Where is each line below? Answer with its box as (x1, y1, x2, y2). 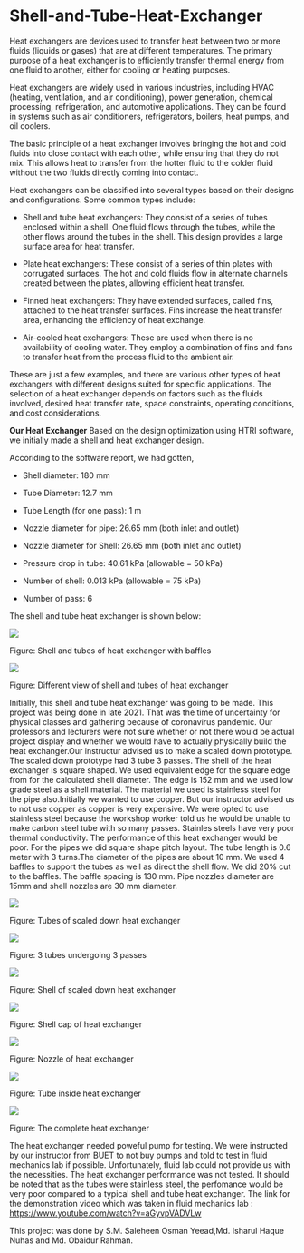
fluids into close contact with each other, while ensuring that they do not (9, 147, 279, 159)
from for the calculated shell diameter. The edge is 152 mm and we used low (9, 774, 294, 785)
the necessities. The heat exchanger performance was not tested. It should (9, 1169, 290, 1180)
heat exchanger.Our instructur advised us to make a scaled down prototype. (9, 745, 293, 756)
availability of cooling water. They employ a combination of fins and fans (22, 341, 293, 352)
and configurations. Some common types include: (9, 194, 196, 205)
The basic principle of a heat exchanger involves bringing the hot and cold (9, 138, 287, 149)
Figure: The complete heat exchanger (9, 1122, 149, 1133)
